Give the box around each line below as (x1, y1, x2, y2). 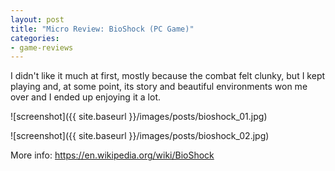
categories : (10, 33, 60, 43)
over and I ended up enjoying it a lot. (10, 91, 161, 103)
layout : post (10, 14, 65, 25)
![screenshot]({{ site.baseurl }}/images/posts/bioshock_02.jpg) (10, 130, 270, 142)
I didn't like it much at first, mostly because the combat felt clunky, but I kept (10, 70, 326, 82)
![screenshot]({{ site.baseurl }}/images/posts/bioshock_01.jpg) (10, 111, 268, 123)
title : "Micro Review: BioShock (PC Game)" (10, 24, 195, 34)
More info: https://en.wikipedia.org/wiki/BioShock (10, 149, 215, 161)
